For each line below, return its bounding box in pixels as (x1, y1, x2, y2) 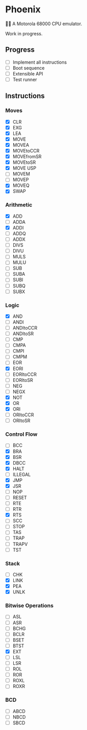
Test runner (12, 76, 37, 83)
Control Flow (5, 431, 38, 438)
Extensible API (12, 70, 43, 76)
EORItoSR (12, 377, 33, 383)
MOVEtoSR (12, 159, 36, 165)
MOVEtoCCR (12, 148, 40, 153)
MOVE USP (12, 165, 37, 171)
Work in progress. (5, 30, 43, 36)
